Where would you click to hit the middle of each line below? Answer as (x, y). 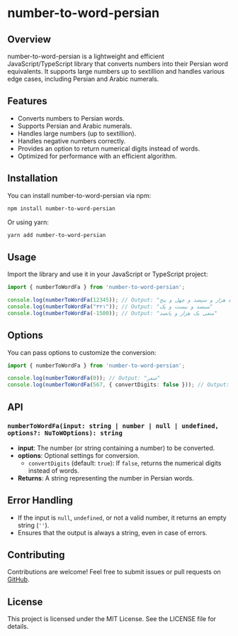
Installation (33, 179)
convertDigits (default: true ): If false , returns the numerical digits (125, 463)
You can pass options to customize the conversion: (82, 352)
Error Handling (40, 501)
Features (27, 101)
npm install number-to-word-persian (61, 208)
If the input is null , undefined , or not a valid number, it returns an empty (122, 517)
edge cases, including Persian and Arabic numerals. (83, 79)
